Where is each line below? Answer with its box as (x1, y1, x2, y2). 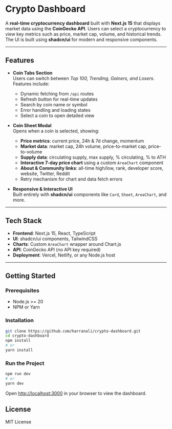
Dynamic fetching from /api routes (20, 90, 94, 96)
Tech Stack (5, 217, 42, 225)
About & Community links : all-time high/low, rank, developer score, (20, 165, 164, 171)
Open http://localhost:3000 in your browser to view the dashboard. (5, 390, 147, 396)
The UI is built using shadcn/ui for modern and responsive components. (5, 36, 158, 43)
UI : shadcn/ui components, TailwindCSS (12, 236, 98, 242)
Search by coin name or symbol (20, 101, 88, 108)
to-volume (20, 148, 42, 154)
